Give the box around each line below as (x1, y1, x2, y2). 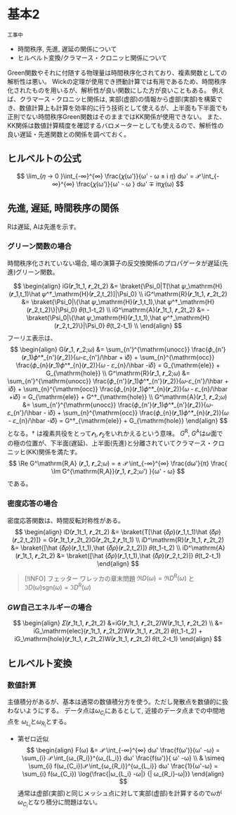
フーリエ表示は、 (7, 334, 57, 342)
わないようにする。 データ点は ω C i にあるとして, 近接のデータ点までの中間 (7, 706, 219, 718)
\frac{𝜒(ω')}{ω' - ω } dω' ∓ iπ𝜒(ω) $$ (76, 179, 184, 188)
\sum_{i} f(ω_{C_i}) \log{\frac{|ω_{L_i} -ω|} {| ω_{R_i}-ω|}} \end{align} (22, 770, 225, 778)
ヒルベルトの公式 (7, 153, 81, 165)
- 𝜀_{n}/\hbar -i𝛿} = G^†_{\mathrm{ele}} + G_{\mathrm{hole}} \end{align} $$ (8, 416, 228, 424)
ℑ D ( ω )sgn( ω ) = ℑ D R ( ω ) (24, 582, 91, 591)
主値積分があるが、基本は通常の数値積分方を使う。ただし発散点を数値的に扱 (7, 697, 228, 706)
